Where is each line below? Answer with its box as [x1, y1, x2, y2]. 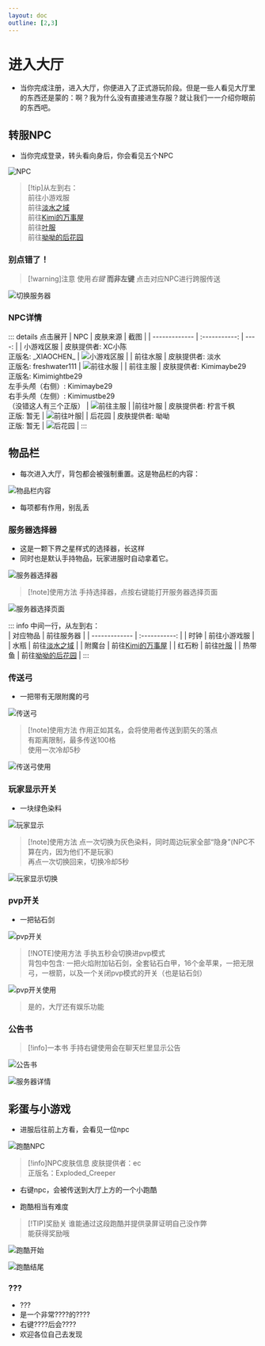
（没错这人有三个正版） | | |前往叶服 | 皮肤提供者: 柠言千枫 [8, 401, 236, 410]
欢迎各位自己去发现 [19, 1329, 83, 1339]
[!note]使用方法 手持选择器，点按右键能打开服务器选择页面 [27, 587, 218, 596]
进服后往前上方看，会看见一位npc [19, 1124, 130, 1134]
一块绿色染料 [19, 803, 62, 812]
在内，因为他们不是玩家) [34, 846, 114, 856]
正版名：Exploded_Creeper [27, 1168, 116, 1177]
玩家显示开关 [8, 784, 58, 795]
